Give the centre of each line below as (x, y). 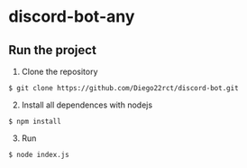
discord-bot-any (72, 17)
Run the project (52, 50)
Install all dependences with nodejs (87, 105)
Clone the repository (59, 71)
